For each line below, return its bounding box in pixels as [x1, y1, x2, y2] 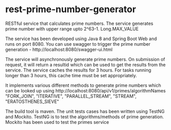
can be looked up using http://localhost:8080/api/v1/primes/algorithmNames [5, 87, 166, 93]
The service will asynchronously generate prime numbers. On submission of [5, 56, 165, 62]
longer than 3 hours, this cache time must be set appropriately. [5, 72, 137, 78]
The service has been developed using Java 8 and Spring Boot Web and [5, 36, 157, 42]
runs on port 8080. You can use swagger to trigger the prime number [5, 41, 151, 47]
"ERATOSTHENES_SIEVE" [5, 98, 60, 105]
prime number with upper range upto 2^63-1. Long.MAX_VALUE [5, 25, 139, 31]
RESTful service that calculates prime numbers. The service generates [5, 20, 154, 26]
